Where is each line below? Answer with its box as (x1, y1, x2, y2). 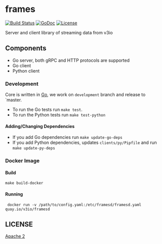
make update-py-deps (12, 146, 55, 151)
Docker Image (5, 157, 40, 164)
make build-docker (5, 181, 43, 186)
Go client (12, 62, 31, 68)
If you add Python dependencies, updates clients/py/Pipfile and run (12, 139, 157, 145)
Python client (12, 68, 40, 74)
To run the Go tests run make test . (12, 107, 83, 113)
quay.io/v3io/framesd (5, 207, 50, 212)
